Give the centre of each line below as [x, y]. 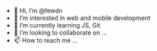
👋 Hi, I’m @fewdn [38, 11]
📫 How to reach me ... [45, 40]
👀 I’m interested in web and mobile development [82, 18]
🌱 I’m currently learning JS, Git [57, 25]
